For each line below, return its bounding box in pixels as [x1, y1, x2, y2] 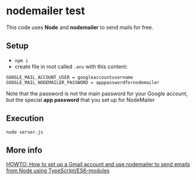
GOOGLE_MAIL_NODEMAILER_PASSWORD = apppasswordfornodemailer [6, 79, 160, 85]
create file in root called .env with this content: [14, 63, 128, 70]
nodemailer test [6, 4, 86, 18]
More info [6, 145, 43, 155]
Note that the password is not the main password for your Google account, [6, 90, 188, 97]
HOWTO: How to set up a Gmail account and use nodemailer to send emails [6, 161, 190, 168]
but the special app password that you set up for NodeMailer [6, 96, 155, 103]
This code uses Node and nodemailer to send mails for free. [6, 24, 153, 31]
